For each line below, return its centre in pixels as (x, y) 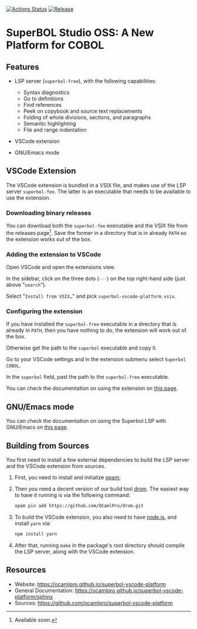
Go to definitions (43, 99)
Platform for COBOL (55, 46)
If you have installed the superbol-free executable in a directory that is (91, 324)
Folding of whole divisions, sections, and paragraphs (87, 117)
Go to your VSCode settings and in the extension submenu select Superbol (96, 359)
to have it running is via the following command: (72, 495)
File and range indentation (55, 130)
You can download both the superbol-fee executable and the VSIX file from (97, 226)
